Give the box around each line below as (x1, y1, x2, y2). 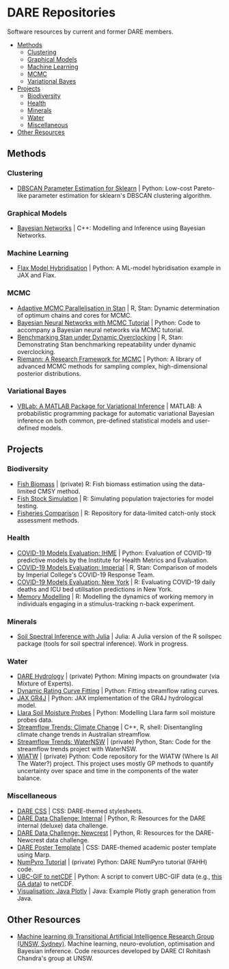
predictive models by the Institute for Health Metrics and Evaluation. (16, 556, 208, 564)
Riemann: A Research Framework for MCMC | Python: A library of (16, 355, 202, 363)
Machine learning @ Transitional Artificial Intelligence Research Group (16, 932, 215, 940)
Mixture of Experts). (16, 679, 74, 688)
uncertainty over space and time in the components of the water (16, 767, 199, 775)
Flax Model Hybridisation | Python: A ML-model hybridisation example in (16, 264, 221, 272)
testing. (16, 501, 39, 509)
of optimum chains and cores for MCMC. (16, 311, 132, 319)
